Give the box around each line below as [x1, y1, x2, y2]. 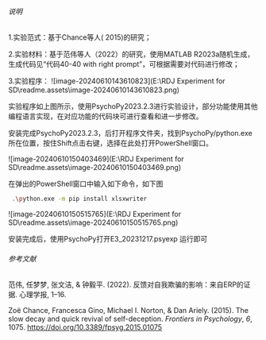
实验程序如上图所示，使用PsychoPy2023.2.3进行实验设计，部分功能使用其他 [8, 102, 258, 111]
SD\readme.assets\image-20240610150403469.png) [8, 163, 181, 172]
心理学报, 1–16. [18, 290, 67, 299]
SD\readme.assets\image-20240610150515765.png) [8, 218, 179, 227]
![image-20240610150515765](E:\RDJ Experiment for [8, 210, 181, 219]
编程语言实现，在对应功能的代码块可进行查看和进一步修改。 [8, 111, 203, 122]
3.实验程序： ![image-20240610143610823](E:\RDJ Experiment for [8, 76, 226, 86]
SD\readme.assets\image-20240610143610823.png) [8, 85, 180, 95]
